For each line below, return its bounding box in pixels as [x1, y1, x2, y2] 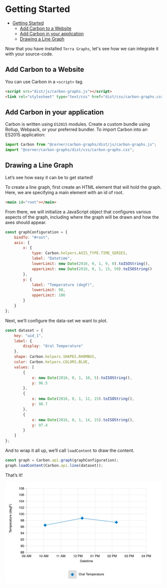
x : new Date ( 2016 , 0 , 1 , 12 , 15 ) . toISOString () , [31, 396, 135, 401]
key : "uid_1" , [14, 333, 43, 338]
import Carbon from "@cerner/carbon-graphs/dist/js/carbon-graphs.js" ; [5, 142, 157, 147]
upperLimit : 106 [31, 293, 66, 298]
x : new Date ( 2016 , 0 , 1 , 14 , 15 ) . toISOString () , [31, 417, 135, 422]
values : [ [14, 364, 35, 370]
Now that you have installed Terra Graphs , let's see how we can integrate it [5, 45, 159, 51]
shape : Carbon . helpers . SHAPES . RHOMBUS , [14, 354, 97, 359]
